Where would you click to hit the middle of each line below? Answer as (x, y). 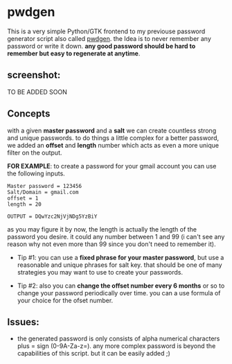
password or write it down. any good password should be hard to (101, 46)
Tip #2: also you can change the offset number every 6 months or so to (121, 286)
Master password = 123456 (44, 186)
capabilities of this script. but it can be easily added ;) (94, 354)
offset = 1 (23, 198)
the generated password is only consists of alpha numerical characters (118, 339)
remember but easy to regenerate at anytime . (74, 53)
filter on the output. (35, 153)
